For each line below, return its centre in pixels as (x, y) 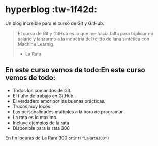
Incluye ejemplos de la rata (41, 123)
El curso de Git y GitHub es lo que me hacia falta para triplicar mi (85, 33)
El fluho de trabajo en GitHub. (43, 96)
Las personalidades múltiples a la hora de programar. (68, 112)
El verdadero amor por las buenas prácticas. (59, 101)
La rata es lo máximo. (35, 117)
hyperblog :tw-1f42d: (51, 9)
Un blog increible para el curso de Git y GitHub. (55, 23)
